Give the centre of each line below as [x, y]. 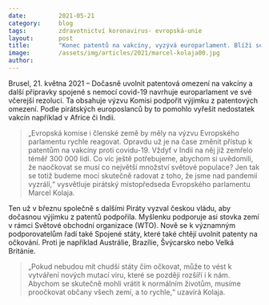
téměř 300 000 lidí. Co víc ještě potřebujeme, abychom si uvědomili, [141, 158]
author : [21, 61]
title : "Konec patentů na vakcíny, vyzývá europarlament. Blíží [130, 46]
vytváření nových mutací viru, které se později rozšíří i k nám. [129, 274]
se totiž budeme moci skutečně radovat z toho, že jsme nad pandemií [143, 175]
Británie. [22, 250]
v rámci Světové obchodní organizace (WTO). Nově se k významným [122, 225]
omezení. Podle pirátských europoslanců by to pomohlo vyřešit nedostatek [131, 108]
